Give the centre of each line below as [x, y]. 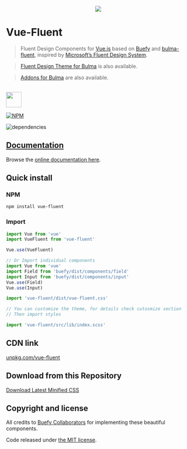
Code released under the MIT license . [51, 440]
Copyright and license [47, 408]
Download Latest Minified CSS [43, 390]
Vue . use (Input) [25, 288]
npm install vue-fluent [35, 207]
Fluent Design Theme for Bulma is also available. [79, 66]
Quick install [29, 178]
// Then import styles [34, 314]
